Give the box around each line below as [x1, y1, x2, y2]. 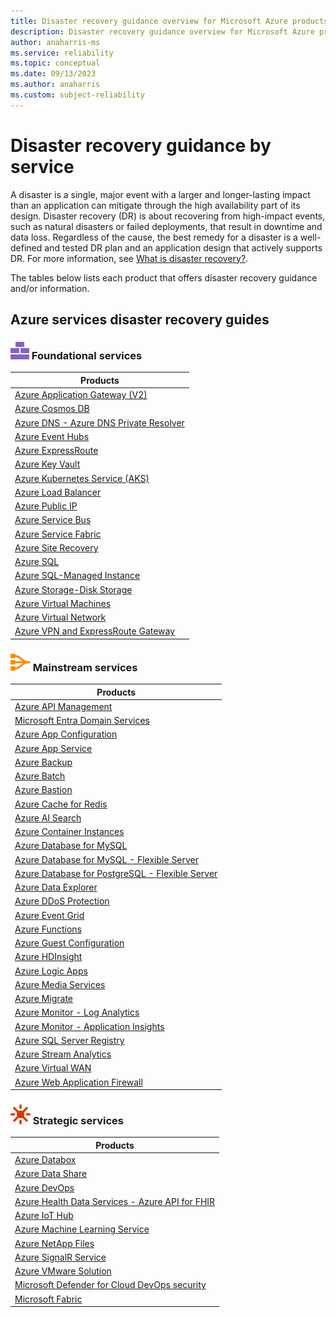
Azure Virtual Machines [14, 597, 112, 609]
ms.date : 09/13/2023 [10, 69, 97, 79]
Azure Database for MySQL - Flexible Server [14, 853, 200, 865]
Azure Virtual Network [14, 611, 107, 624]
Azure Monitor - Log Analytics [14, 1006, 140, 1019]
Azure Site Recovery [14, 541, 99, 554]
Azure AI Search [14, 811, 82, 824]
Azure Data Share [14, 1168, 88, 1180]
